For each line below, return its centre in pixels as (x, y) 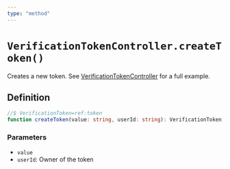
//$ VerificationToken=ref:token (55, 113)
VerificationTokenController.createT (115, 46)
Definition (28, 97)
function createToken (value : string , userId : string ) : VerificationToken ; (116, 120)
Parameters (27, 137)
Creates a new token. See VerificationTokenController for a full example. (109, 76)
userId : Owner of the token (55, 159)
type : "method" (29, 13)
